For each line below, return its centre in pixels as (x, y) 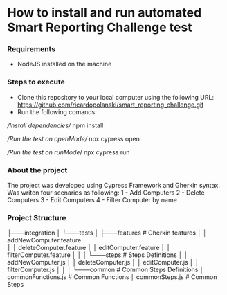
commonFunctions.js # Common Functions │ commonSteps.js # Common (112, 277)
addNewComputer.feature (44, 240)
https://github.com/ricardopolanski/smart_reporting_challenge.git (110, 105)
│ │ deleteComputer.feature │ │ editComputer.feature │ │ (89, 248)
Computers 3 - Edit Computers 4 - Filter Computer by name (92, 200)
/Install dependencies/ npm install (55, 125)
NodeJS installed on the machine (64, 64)
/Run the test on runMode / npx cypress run (69, 152)
